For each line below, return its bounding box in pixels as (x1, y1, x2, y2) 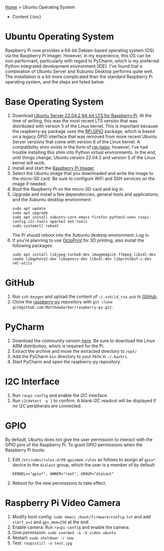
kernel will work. (12, 160, 46, 166)
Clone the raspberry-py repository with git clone (12, 298, 113, 304)
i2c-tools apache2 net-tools (28, 219, 88, 224)
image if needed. (12, 180, 47, 187)
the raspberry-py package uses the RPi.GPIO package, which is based (12, 128, 155, 134)
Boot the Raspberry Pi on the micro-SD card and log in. (12, 186, 125, 192)
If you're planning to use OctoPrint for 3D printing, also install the (12, 237, 144, 243)
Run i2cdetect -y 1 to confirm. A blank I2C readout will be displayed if (12, 397, 156, 403)
